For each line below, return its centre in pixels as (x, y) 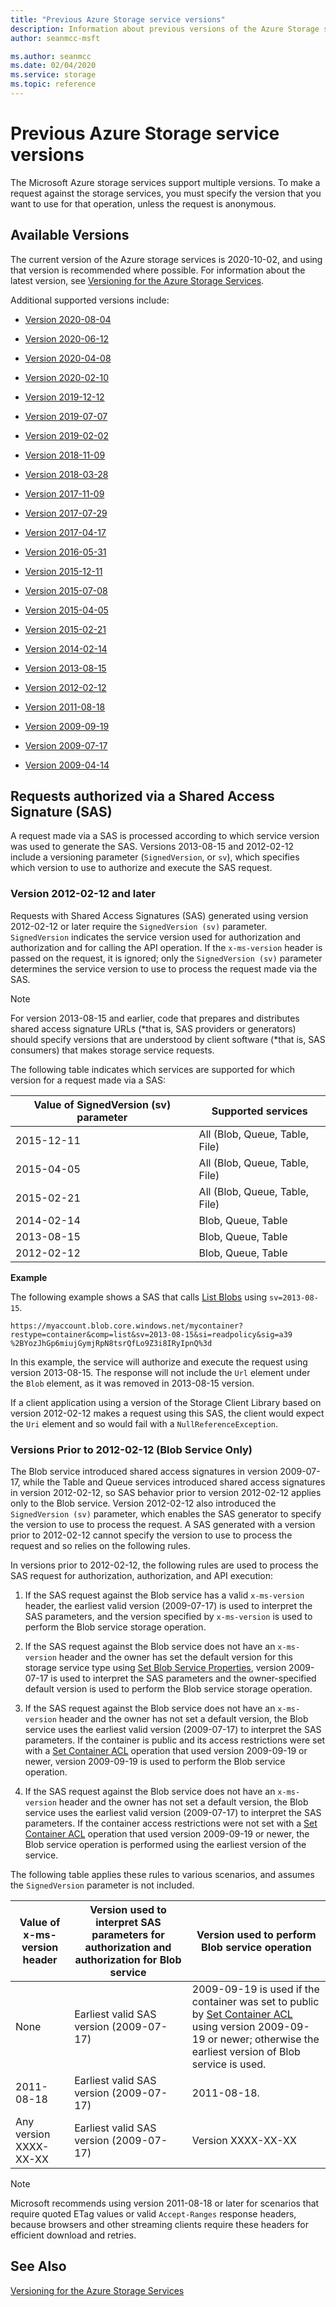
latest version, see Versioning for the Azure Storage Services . (137, 280)
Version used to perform (256, 1935)
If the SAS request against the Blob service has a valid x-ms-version (164, 1595)
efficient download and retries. (73, 2235)
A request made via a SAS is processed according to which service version (165, 836)
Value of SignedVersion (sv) (102, 1104)
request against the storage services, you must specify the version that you (166, 193)
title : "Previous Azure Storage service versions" (118, 19)
